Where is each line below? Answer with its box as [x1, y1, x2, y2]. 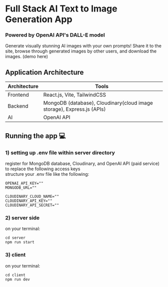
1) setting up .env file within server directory [5, 149, 115, 156]
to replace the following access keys [5, 166, 80, 172]
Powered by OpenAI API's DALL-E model [5, 32, 105, 39]
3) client [5, 251, 26, 258]
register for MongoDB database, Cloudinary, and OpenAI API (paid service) [5, 160, 160, 166]
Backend [7, 103, 28, 110]
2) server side [5, 214, 40, 221]
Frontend [7, 91, 29, 98]
